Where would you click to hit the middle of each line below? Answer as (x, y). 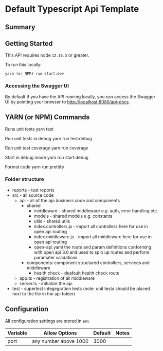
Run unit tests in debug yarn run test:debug (49, 138)
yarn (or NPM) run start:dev (35, 74)
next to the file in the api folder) (44, 293)
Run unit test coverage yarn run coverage (47, 148)
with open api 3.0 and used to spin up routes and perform (92, 252)
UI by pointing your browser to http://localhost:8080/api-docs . (68, 102)
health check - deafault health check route (77, 273)
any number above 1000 (60, 341)
